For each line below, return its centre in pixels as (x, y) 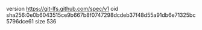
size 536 (46, 21)
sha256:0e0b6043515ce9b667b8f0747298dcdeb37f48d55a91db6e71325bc (101, 15)
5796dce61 (20, 21)
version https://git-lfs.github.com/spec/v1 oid (62, 9)
